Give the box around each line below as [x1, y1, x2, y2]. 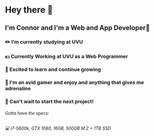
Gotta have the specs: [5, 110, 50, 116]
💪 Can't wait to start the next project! [5, 98, 94, 105]
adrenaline [5, 85, 31, 92]
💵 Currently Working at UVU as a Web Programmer [5, 53, 128, 60]
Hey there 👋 [5, 4, 53, 15]
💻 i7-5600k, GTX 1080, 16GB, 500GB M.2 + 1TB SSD [5, 125, 111, 131]
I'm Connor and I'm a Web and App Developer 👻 [5, 24, 150, 32]
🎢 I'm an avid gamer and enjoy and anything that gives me [5, 79, 144, 86]
